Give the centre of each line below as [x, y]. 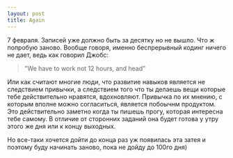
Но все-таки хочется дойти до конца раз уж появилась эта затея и [107, 139]
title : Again [26, 20]
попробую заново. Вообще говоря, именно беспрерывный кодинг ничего [117, 47]
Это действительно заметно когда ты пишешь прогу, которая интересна [115, 111]
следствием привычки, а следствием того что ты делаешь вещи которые [116, 89]
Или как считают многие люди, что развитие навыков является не [106, 81]
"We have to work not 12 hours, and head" [85, 68]
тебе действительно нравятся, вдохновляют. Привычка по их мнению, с [115, 96]
